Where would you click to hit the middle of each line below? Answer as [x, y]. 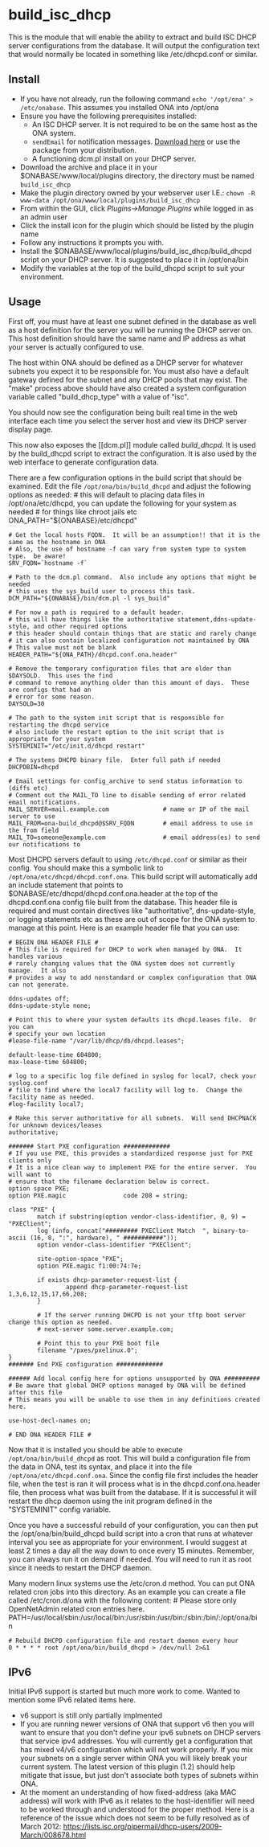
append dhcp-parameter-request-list [127, 1287]
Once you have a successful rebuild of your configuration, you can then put [133, 1525]
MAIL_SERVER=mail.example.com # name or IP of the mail [129, 809]
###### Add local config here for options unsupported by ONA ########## [134, 1378]
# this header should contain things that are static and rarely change [132, 633]
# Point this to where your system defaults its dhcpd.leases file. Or [132, 1020]
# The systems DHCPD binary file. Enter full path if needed [114, 760]
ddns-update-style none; [50, 1005]
